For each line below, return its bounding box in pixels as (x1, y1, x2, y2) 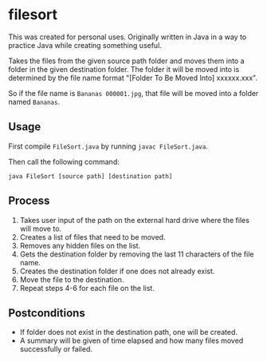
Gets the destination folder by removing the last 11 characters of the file (19, 249, 254, 259)
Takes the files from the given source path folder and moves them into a (8, 56, 245, 66)
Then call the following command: (8, 157, 120, 166)
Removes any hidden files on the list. (19, 241, 141, 250)
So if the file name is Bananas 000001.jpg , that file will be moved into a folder (8, 88, 259, 97)
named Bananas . (8, 97, 61, 106)
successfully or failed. (19, 344, 93, 354)
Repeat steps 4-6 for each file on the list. (19, 283, 155, 292)
